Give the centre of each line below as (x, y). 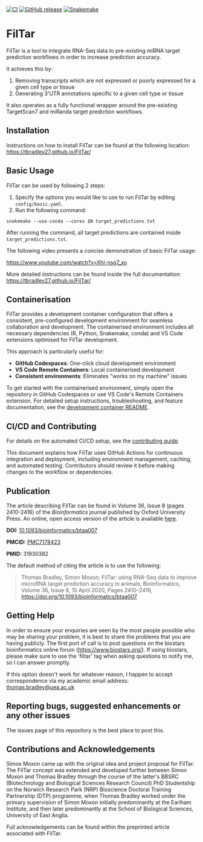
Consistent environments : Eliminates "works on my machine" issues (101, 376)
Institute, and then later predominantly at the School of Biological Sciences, (100, 809)
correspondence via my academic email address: (67, 680)
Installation (28, 131)
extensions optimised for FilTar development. (63, 340)
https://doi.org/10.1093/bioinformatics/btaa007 (79, 596)
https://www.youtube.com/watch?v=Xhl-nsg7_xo (67, 262)
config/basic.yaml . (39, 204)
